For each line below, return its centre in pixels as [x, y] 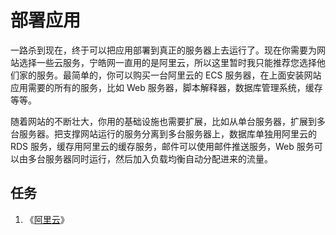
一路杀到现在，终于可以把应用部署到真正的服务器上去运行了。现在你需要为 [163, 50]
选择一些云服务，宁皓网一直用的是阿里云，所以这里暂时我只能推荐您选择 [167, 62]
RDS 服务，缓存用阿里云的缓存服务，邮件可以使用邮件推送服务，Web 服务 [162, 146]
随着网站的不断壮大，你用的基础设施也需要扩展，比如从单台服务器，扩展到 [163, 121]
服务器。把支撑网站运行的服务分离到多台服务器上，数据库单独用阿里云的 [167, 133]
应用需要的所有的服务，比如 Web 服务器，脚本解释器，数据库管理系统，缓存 [166, 87]
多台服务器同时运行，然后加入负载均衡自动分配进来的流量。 [150, 158]
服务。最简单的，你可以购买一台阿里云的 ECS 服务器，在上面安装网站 [179, 75]
